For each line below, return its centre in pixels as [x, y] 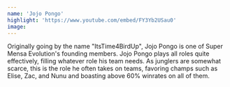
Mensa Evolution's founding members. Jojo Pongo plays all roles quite [108, 54]
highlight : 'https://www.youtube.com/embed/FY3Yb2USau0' [92, 20]
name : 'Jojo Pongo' [36, 14]
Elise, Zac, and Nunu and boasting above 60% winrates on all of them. [108, 76]
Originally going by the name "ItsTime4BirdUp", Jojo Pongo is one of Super [115, 47]
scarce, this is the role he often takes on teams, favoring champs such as [113, 69]
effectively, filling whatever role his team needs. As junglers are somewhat [114, 61]
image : [17, 26]
